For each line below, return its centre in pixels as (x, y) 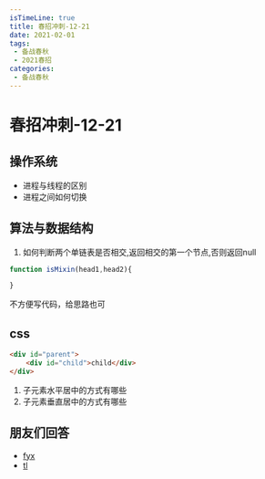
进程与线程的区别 (55, 185)
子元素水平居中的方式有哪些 (75, 390)
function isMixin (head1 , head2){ (71, 269)
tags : (20, 43)
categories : (32, 69)
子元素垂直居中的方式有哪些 (75, 401)
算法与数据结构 (51, 229)
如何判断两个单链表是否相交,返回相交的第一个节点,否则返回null (139, 252)
